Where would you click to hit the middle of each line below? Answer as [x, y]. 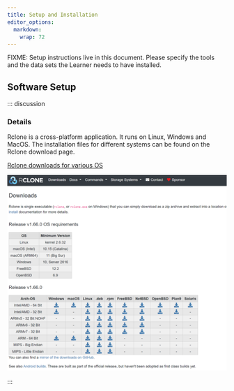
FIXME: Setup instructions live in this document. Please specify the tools [111, 58]
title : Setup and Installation [53, 15]
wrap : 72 [32, 37]
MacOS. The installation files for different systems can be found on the [109, 145]
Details [19, 121]
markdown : [28, 29]
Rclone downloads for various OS [55, 165]
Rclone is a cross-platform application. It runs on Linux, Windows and [107, 137]
